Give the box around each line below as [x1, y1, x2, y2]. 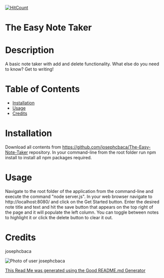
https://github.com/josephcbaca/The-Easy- [62, 144, 151, 150]
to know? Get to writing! [5, 66, 54, 72]
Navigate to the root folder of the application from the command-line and [5, 188, 154, 194]
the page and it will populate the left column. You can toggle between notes [5, 209, 159, 215]
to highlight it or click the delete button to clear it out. [5, 214, 113, 220]
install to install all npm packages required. [5, 155, 92, 160]
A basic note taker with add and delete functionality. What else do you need [5, 61, 160, 67]
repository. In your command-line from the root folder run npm [29, 149, 157, 155]
